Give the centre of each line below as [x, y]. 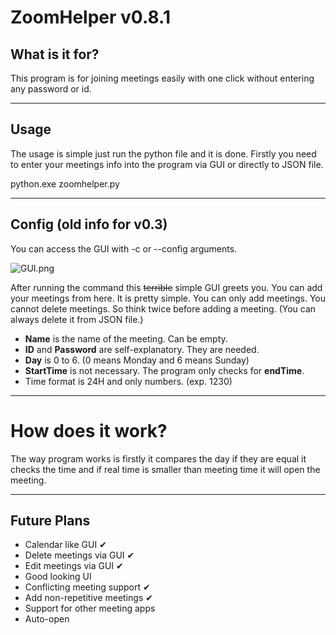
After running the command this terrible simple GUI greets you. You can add [166, 287]
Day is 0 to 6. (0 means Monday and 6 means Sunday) [137, 360]
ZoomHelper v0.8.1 [90, 17]
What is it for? [55, 54]
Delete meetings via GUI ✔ [79, 555]
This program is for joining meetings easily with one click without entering [162, 78]
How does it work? [89, 430]
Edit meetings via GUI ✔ [74, 566]
